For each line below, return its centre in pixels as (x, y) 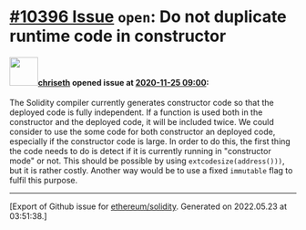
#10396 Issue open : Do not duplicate (148, 17)
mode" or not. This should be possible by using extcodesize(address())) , (147, 161)
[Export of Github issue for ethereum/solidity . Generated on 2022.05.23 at (148, 206)
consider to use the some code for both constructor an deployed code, (143, 132)
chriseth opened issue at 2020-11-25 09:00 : (123, 82)
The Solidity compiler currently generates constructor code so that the (142, 103)
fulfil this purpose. (44, 181)
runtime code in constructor (118, 36)
